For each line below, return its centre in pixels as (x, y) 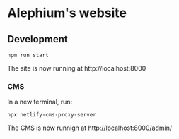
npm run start (28, 55)
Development (38, 39)
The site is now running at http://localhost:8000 (77, 68)
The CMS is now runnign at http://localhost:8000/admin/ (89, 128)
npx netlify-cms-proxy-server (52, 115)
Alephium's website (67, 13)
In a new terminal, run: (40, 102)
